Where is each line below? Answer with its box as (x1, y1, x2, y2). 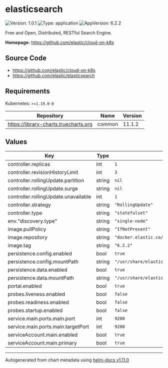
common (97, 120, 118, 127)
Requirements (5, 87, 50, 95)
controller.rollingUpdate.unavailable (7, 193, 91, 200)
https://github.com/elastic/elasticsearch (12, 72, 95, 78)
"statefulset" (114, 210, 148, 216)
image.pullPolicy (7, 226, 46, 233)
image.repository (7, 234, 48, 241)
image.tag (7, 242, 31, 249)
